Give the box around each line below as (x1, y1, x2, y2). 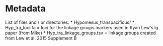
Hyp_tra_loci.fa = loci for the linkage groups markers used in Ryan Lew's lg (5, 24, 159, 30)
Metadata (5, 3, 46, 14)
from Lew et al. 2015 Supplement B (5, 35, 77, 41)
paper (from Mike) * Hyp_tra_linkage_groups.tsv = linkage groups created (5, 30, 156, 36)
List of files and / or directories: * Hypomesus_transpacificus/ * (5, 19, 135, 25)
